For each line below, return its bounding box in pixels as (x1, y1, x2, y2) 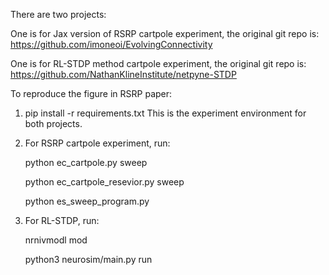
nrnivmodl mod (24, 234, 88, 246)
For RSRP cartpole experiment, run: (24, 137, 171, 149)
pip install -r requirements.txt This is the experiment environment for (24, 107, 307, 119)
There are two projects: (10, 9, 107, 20)
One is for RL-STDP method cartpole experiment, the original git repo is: (10, 58, 307, 69)
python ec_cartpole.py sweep (24, 157, 148, 168)
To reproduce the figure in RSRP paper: (10, 88, 173, 99)
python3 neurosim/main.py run (24, 254, 153, 265)
